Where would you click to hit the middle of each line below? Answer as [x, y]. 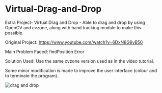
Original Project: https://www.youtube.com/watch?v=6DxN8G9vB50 [74, 42]
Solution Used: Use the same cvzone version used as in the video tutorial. [80, 61]
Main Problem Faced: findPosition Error [45, 52]
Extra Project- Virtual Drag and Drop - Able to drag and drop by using [75, 22]
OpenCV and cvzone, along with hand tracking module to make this [73, 27]
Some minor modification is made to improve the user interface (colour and [81, 70]
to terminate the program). [32, 75]
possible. [14, 33]
